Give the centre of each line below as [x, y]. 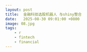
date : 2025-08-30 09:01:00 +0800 [42, 19]
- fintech [25, 38]
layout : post [19, 10]
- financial [27, 42]
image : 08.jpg [20, 24]
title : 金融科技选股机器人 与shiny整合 [43, 14]
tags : [11, 28]
